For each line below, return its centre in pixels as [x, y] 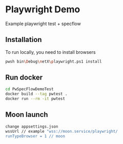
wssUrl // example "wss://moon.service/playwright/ [61, 131]
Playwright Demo [43, 9]
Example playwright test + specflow [43, 24]
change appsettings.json [32, 127]
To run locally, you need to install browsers [50, 52]
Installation [24, 40]
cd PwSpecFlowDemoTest [29, 89]
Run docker [24, 78]
